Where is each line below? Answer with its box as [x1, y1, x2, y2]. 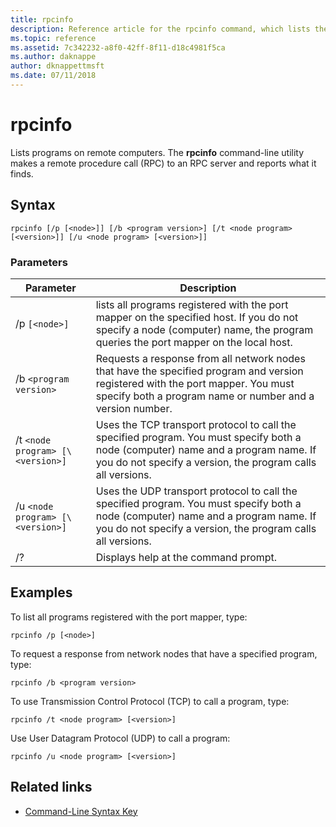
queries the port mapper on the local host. [95, 335, 293, 349]
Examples [10, 584, 73, 601]
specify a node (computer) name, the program [95, 322, 314, 336]
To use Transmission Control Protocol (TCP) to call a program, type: [10, 695, 290, 707]
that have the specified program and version [95, 364, 304, 378]
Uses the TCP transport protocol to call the [95, 417, 297, 431]
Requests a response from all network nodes [95, 351, 306, 365]
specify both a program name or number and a [95, 389, 315, 403]
